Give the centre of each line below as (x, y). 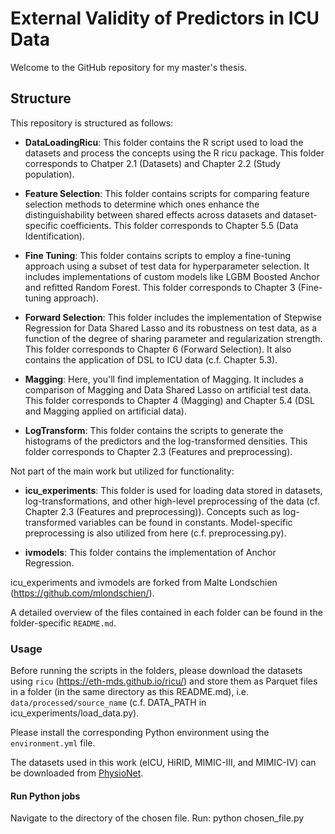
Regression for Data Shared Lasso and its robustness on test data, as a (171, 328)
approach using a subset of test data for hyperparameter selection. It (167, 266)
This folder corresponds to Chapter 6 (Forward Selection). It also (158, 349)
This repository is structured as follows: (92, 123)
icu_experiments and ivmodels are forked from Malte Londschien (144, 582)
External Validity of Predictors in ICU (165, 18)
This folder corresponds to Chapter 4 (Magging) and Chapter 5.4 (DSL (169, 400)
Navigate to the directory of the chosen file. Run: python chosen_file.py (157, 818)
